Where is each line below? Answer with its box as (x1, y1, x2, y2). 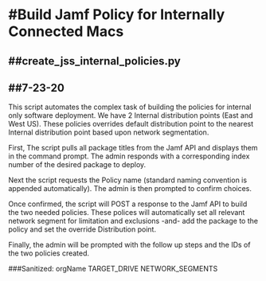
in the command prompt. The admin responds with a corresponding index (8, 151, 250, 161)
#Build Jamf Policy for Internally (8, 6, 225, 24)
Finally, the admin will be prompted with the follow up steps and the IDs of (8, 240, 251, 250)
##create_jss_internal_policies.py (8, 54, 181, 68)
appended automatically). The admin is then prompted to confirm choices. (8, 184, 252, 193)
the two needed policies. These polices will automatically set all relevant (8, 208, 245, 217)
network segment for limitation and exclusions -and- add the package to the (8, 217, 259, 226)
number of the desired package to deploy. (8, 160, 147, 170)
